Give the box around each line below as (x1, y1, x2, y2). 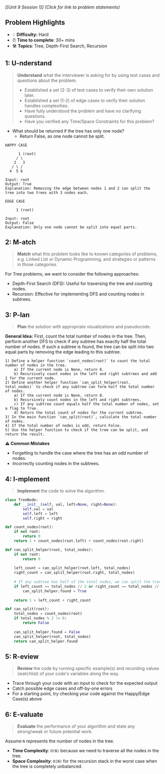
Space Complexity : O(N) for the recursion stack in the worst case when (12, 758, 157, 764)
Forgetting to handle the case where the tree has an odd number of (12, 450, 148, 456)
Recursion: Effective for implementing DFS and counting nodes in (12, 291, 145, 297)
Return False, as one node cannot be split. (19, 133, 105, 139)
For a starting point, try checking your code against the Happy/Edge (12, 691, 150, 697)
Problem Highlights (5, 18, 65, 27)
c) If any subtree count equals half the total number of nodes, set (14, 402, 160, 407)
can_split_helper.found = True (23, 589, 87, 594)
